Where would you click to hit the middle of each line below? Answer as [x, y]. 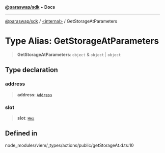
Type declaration [31, 70]
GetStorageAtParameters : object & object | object [69, 54]
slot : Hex [26, 118]
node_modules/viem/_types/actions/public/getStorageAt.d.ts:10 [69, 145]
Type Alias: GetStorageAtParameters [82, 41]
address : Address [35, 95]
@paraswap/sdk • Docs [30, 7]
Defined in [21, 134]
